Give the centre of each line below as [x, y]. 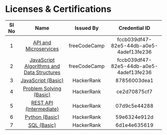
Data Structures [42, 72]
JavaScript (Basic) [42, 80]
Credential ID [134, 28]
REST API [42, 103]
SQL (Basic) [42, 125]
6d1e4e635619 [134, 125]
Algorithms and [42, 66]
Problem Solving [42, 88]
